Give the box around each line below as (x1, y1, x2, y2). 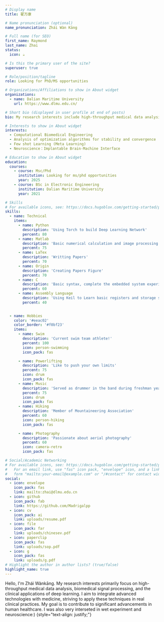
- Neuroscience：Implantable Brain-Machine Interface (9, 146, 121, 151)
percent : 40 (22, 300, 47, 305)
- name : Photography (18, 431, 60, 436)
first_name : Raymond (5, 39, 47, 43)
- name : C (18, 277, 38, 282)
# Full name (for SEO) (5, 34, 51, 39)
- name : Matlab (18, 236, 49, 241)
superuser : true (5, 65, 38, 70)
